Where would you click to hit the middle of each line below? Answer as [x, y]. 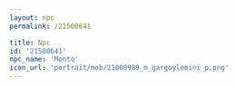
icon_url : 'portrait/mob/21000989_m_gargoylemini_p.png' [119, 68]
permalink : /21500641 [50, 26]
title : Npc [30, 43]
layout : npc [32, 18]
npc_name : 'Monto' [44, 60]
